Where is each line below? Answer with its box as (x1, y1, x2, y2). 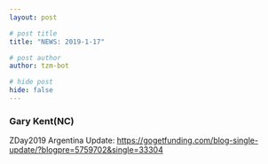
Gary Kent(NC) (9, 114, 75, 127)
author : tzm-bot (9, 61, 69, 71)
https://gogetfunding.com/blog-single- (116, 135, 259, 146)
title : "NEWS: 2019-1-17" (9, 37, 105, 46)
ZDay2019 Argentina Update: (9, 135, 115, 146)
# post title (9, 28, 58, 38)
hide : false (9, 86, 53, 95)
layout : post (9, 12, 58, 22)
